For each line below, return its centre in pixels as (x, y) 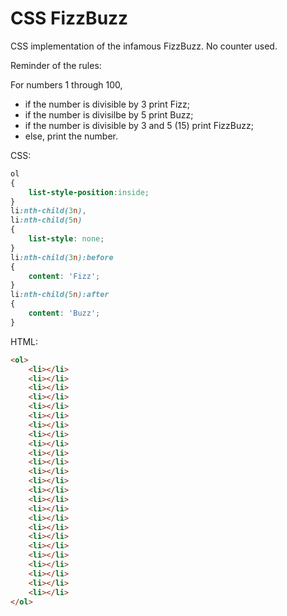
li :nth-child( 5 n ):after (60, 295)
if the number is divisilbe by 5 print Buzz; (109, 114)
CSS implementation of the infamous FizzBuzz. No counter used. (144, 46)
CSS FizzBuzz (69, 18)
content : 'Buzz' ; (64, 313)
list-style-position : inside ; (89, 192)
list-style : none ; (66, 239)
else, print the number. (71, 136)
